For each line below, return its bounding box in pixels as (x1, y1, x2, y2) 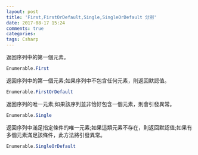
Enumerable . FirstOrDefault (6, 89, 73, 95)
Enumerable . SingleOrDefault (6, 143, 76, 149)
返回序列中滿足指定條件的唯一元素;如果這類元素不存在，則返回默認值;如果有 (6, 123, 193, 131)
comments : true (6, 25, 44, 32)
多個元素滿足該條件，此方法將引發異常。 (6, 131, 106, 138)
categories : (6, 31, 36, 37)
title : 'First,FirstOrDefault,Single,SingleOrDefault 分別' (6, 14, 157, 20)
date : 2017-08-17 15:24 (6, 20, 66, 26)
